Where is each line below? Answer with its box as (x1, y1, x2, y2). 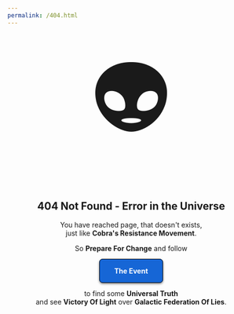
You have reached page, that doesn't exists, (60, 221, 203, 230)
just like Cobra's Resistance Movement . (65, 228, 197, 238)
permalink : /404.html (7, 11, 79, 20)
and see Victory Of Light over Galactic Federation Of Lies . (35, 298, 227, 307)
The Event (114, 266, 148, 276)
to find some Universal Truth (84, 289, 178, 298)
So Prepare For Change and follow (75, 244, 188, 254)
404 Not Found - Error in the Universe (37, 199, 225, 213)
